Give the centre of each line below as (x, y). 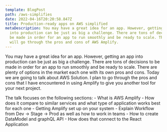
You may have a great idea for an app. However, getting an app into (74, 56)
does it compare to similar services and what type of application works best (83, 103)
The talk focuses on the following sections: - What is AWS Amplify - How (80, 98)
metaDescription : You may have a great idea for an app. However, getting (84, 28)
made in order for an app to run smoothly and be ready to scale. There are (81, 67)
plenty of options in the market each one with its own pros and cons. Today (82, 72)
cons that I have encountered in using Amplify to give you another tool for (81, 83)
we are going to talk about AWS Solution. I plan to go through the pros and (81, 77)
